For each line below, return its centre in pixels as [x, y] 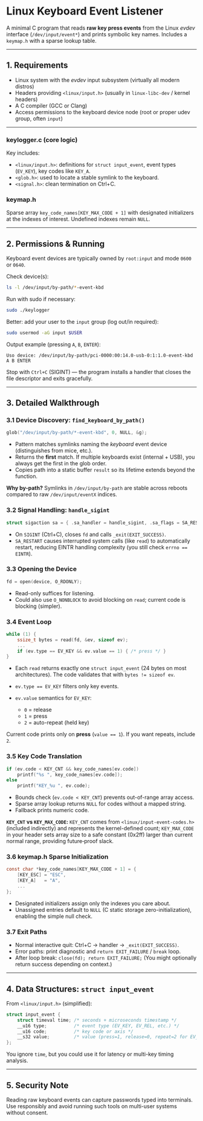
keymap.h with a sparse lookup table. [51, 40]
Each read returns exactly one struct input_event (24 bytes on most [101, 668]
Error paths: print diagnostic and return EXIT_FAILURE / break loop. [98, 951]
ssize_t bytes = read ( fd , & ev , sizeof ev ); [73, 640]
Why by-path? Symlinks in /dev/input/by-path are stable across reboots [97, 488]
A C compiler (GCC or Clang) [51, 105]
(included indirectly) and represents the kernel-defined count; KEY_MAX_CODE [100, 829]
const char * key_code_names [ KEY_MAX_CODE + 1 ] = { [71, 869]
